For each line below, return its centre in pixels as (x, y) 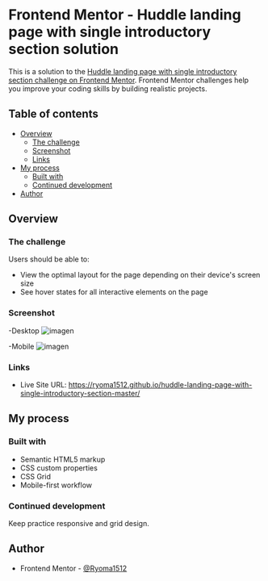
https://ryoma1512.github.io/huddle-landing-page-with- (160, 385)
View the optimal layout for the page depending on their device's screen (140, 275)
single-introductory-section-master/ (80, 394)
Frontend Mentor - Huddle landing (125, 15)
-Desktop (24, 330)
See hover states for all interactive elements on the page (114, 292)
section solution (64, 49)
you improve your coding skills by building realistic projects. (108, 88)
